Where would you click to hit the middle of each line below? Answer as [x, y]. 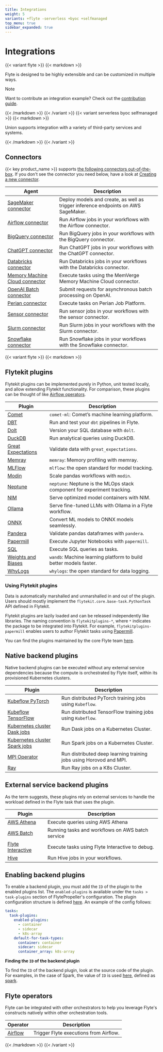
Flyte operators [29, 996]
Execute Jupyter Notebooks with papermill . [99, 541]
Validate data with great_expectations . [93, 449]
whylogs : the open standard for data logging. [99, 571]
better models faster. [73, 563]
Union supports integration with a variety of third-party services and [73, 128]
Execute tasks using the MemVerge [99, 275]
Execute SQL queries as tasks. [84, 549]
